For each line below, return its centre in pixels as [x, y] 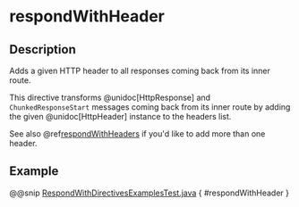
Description [43, 50]
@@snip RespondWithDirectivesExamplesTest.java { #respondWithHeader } [149, 193]
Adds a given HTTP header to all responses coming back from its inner [140, 70]
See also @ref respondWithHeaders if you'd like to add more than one [137, 134]
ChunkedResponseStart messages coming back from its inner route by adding [150, 107]
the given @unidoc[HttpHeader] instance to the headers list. [120, 116]
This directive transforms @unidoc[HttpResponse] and [110, 97]
